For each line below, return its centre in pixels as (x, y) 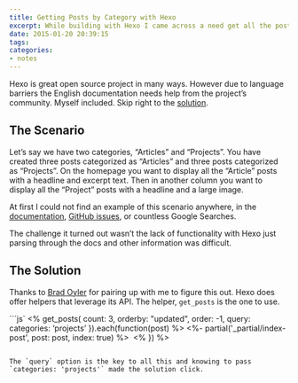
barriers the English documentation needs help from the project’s (128, 93)
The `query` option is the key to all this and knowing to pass (130, 361)
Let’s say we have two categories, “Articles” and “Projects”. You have (135, 152)
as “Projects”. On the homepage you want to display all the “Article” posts (143, 170)
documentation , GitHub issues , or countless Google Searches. (123, 216)
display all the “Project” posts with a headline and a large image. (126, 189)
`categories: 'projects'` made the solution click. (106, 369)
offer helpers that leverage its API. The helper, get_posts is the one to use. (145, 301)
